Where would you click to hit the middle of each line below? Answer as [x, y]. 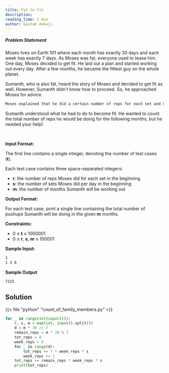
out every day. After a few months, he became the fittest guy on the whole [82, 69]
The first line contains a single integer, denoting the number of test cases [81, 154]
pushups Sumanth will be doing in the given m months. [62, 214]
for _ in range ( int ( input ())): [38, 319]
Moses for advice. [24, 95]
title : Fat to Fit [24, 10]
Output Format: [22, 199]
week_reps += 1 [39, 356]
